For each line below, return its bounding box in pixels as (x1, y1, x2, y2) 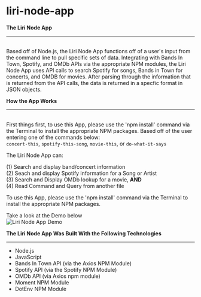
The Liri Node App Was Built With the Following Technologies (6, 229, 162, 237)
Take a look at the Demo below (6, 211, 83, 219)
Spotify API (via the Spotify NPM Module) (14, 266, 117, 273)
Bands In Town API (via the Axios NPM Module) (14, 259, 132, 267)
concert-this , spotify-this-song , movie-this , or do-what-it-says (6, 140, 167, 147)
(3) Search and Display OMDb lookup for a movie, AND (6, 175, 142, 183)
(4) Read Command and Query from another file (6, 182, 124, 189)
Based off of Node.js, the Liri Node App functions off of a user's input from (6, 47, 191, 54)
